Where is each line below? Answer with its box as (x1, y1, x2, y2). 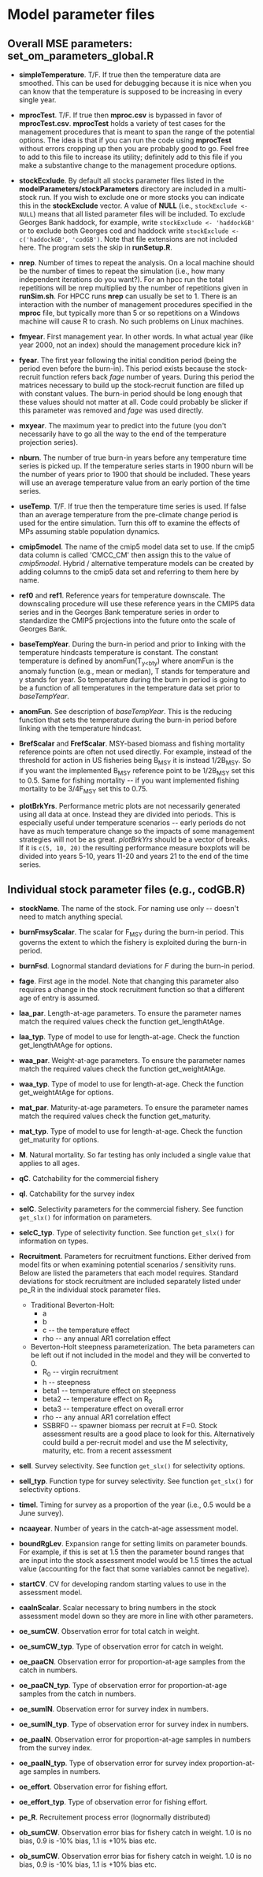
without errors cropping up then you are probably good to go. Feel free (18, 144, 250, 153)
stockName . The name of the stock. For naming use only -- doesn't (18, 904, 239, 913)
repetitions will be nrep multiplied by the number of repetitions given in (18, 283, 249, 292)
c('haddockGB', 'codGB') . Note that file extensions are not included (18, 235, 238, 243)
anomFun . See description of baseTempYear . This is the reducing (18, 706, 232, 716)
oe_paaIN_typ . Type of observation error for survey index (18, 1758, 207, 1768)
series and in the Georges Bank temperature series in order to (18, 608, 220, 616)
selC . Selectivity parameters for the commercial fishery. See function (18, 1204, 243, 1213)
